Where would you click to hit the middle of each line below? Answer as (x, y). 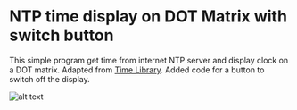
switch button (62, 35)
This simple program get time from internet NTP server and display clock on (149, 60)
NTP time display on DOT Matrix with (148, 17)
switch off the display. (50, 79)
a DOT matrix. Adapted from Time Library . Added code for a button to (137, 70)
